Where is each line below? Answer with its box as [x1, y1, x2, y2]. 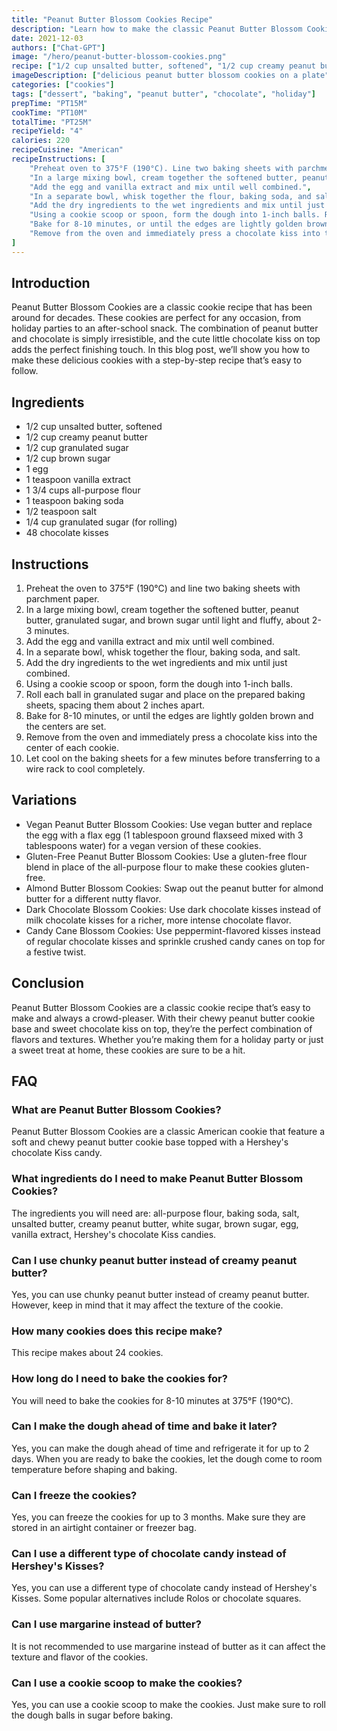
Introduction [11, 275, 91, 292]
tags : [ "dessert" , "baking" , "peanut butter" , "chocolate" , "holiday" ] [11, 89, 316, 99]
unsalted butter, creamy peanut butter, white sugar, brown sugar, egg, [11, 1217, 299, 1230]
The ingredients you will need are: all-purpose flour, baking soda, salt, [11, 1207, 300, 1219]
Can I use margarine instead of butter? [11, 1617, 202, 1631]
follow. [11, 365, 39, 377]
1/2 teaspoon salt [25, 506, 98, 518]
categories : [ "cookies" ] [11, 80, 115, 90]
